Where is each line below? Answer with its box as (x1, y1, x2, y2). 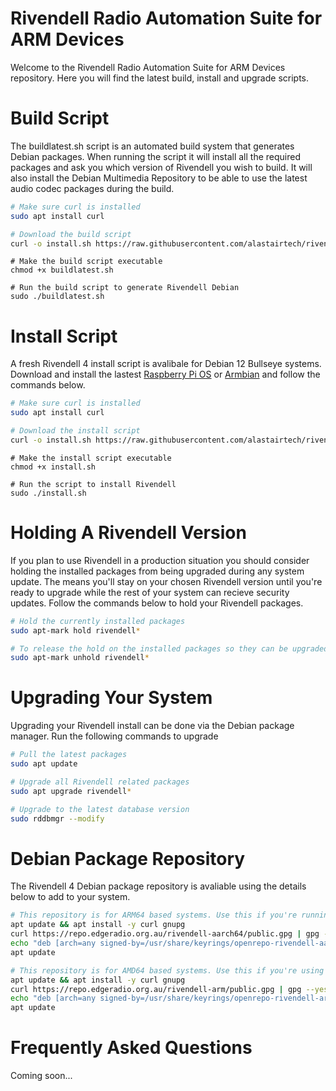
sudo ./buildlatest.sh (10, 292, 105, 302)
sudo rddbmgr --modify (10, 813, 105, 824)
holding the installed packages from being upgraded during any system (10, 565, 305, 577)
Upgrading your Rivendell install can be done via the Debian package (10, 720, 295, 732)
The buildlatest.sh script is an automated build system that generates (10, 140, 295, 152)
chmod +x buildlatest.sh (10, 265, 114, 276)
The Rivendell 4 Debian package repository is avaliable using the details (10, 880, 307, 892)
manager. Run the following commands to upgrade (10, 730, 219, 742)
